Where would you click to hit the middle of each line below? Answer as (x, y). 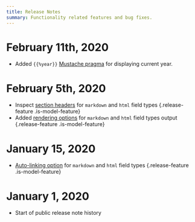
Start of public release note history (58, 213)
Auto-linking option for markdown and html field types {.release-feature (102, 165)
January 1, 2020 (48, 196)
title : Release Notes (34, 12)
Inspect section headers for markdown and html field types (86, 105)
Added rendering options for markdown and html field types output (96, 118)
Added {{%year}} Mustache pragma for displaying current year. (94, 64)
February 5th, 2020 (56, 88)
